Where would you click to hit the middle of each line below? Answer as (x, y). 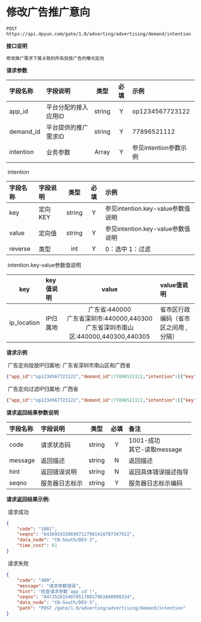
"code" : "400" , (36, 580)
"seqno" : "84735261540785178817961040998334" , (76, 597)
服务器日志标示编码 (156, 483)
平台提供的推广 (67, 127)
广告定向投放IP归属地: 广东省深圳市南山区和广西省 (69, 365)
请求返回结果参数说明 (32, 412)
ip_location (25, 322)
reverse (20, 249)
